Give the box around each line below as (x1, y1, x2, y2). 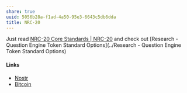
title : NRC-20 (6, 19, 41, 25)
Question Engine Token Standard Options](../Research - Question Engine (6, 42, 181, 49)
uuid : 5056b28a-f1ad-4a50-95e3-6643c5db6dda (6, 14, 116, 20)
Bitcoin (14, 80, 32, 88)
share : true (6, 8, 35, 15)
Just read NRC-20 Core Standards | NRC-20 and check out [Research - (6, 36, 178, 43)
